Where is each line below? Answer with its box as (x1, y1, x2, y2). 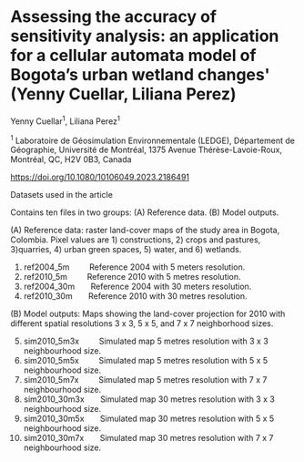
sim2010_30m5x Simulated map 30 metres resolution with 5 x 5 (23, 413, 275, 425)
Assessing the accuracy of (10, 6, 218, 27)
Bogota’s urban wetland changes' (10, 65, 270, 86)
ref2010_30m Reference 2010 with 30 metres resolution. (23, 291, 248, 302)
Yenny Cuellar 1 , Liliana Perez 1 (10, 114, 121, 127)
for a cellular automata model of (10, 46, 257, 66)
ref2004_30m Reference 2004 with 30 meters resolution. (23, 281, 252, 293)
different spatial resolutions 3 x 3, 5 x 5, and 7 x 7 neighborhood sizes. (10, 318, 274, 329)
